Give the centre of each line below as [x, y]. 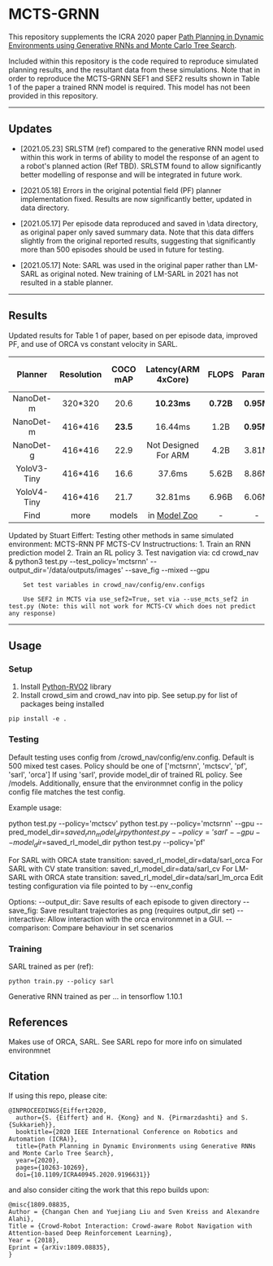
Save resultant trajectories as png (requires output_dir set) [138, 911]
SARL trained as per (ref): [51, 966]
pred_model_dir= [37, 832]
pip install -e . [38, 719]
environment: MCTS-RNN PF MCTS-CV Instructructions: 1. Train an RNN [130, 544]
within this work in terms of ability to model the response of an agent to [140, 157]
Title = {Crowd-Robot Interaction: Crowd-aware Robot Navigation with [130, 1226]
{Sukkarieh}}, [32, 1125]
